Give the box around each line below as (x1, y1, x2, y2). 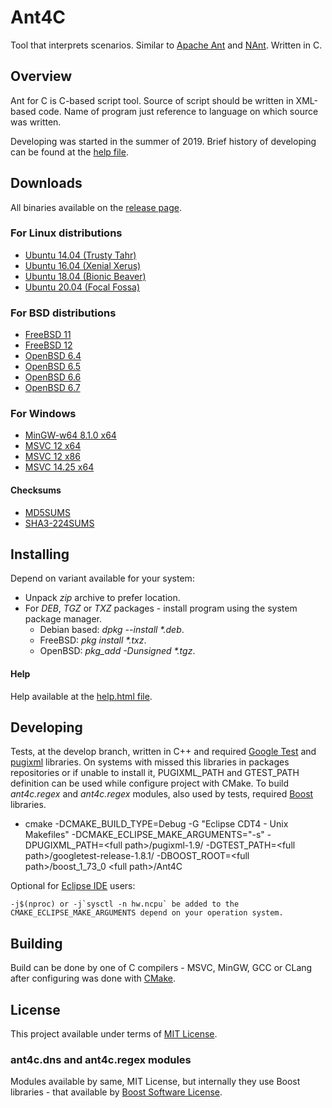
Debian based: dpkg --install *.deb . (39, 624, 185, 636)
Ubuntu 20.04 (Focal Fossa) (24, 281, 141, 293)
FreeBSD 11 (24, 329, 72, 341)
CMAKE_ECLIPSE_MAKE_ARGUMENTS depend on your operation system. (10, 908, 284, 918)
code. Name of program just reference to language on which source (38, 105, 319, 117)
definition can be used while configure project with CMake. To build (10, 777, 290, 790)
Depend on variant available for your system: (10, 572, 195, 585)
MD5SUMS (24, 506, 71, 518)
